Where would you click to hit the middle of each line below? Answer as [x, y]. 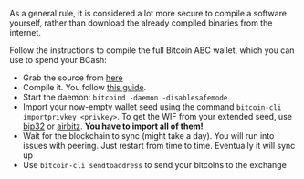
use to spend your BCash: [58, 60]
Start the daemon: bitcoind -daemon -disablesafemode [125, 97]
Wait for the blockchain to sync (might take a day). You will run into [148, 136]
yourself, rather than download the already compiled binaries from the [141, 23]
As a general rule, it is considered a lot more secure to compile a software [148, 13]
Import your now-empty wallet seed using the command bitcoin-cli [152, 107]
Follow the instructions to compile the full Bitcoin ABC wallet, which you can [152, 50]
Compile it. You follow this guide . [84, 87]
